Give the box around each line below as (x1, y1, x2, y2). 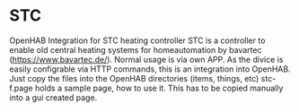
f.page (9, 82, 33, 93)
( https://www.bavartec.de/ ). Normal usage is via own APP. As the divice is (9, 54, 284, 65)
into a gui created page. (9, 91, 98, 103)
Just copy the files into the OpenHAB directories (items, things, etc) (9, 73, 259, 83)
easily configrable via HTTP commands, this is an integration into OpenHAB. (9, 64, 291, 74)
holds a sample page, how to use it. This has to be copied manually (34, 82, 284, 93)
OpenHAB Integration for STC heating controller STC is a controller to (9, 35, 266, 46)
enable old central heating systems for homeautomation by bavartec (9, 44, 262, 55)
